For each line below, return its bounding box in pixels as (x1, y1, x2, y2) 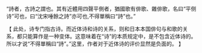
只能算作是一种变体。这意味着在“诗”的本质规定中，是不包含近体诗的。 (22, 33, 197, 40)
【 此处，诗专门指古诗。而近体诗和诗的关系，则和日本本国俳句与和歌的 (6, 26, 183, 32)
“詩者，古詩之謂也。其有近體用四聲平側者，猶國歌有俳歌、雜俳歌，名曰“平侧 (6, 5, 197, 12)
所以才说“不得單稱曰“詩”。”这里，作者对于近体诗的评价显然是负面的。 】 (6, 40, 184, 47)
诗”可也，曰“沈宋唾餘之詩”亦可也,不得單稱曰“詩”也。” (6, 13, 136, 20)
